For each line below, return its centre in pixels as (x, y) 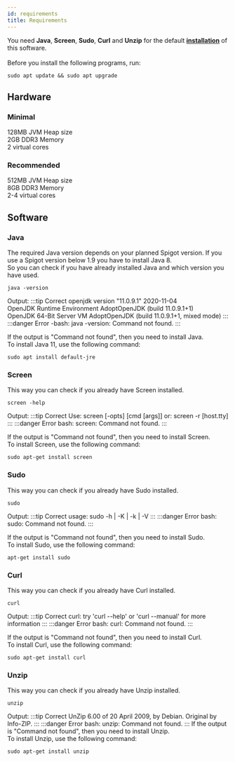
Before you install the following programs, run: (74, 62)
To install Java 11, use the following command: (74, 345)
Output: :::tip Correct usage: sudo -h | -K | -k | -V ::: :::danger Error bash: (112, 516)
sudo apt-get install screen (50, 457)
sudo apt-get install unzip (48, 751)
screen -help (26, 403)
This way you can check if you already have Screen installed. (96, 390)
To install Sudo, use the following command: (71, 544)
